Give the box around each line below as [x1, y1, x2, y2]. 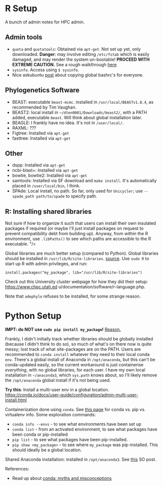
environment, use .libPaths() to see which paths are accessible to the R [5, 236, 151, 242]
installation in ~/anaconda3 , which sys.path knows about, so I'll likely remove [5, 372, 157, 378]
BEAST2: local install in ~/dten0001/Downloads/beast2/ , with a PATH [12, 109, 147, 115]
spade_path [12, 194, 35, 199]
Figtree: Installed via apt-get [12, 130, 70, 136]
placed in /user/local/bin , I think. [12, 183, 81, 189]
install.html [5, 397, 27, 403]
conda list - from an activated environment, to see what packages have [12, 427, 158, 432]
